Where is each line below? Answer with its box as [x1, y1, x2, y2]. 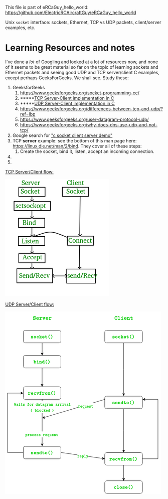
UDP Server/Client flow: [5, 301, 54, 307]
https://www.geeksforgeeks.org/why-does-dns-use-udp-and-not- [20, 121, 158, 127]
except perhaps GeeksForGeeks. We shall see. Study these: [5, 75, 129, 81]
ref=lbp [20, 111, 36, 117]
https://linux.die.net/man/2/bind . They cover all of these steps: [12, 143, 142, 149]
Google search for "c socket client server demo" [12, 132, 113, 138]
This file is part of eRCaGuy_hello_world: [5, 5, 89, 10]
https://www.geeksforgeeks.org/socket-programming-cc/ [20, 90, 139, 96]
